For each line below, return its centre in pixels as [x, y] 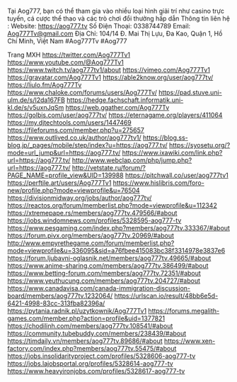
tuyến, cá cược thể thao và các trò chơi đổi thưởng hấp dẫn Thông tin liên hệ [118, 18]
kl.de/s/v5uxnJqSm [36, 107]
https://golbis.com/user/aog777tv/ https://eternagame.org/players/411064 [115, 115]
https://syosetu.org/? [200, 145]
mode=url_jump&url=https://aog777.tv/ [64, 153]
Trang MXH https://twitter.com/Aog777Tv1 [69, 55]
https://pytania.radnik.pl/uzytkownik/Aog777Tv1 [77, 311]
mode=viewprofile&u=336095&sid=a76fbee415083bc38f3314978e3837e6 [116, 251]
